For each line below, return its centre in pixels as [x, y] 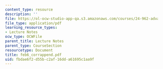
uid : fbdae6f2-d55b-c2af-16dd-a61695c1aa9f [50, 59]
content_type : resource [29, 9]
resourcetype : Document [29, 50]
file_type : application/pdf [33, 23]
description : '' [21, 14]
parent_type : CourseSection [33, 46]
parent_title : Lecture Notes [34, 41]
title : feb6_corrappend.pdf [33, 55]
